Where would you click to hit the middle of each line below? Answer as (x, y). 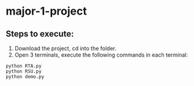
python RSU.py (24, 71)
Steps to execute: (40, 34)
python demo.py (25, 77)
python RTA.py (24, 66)
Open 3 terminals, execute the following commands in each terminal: (101, 55)
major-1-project (46, 11)
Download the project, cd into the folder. (65, 48)
